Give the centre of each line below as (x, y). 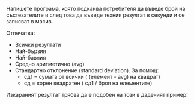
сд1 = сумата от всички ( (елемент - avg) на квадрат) (92, 77)
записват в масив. (30, 21)
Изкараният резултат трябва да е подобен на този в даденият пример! (97, 95)
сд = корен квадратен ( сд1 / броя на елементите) (88, 83)
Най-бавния (30, 57)
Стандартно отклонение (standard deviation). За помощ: (87, 70)
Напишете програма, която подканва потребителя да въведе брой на (96, 9)
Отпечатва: (21, 33)
